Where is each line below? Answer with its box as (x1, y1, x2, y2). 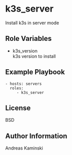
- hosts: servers (5, 81, 42, 86)
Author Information (5, 132, 67, 140)
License (5, 104, 31, 112)
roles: (10, 85, 24, 91)
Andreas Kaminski (5, 145, 43, 151)
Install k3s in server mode (5, 20, 59, 26)
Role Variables (5, 34, 52, 43)
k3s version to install (12, 53, 56, 59)
